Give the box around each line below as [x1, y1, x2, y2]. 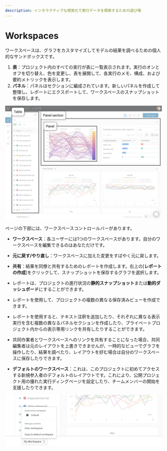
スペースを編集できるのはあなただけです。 [21, 242, 108, 248]
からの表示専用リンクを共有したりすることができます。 [34, 326, 148, 332]
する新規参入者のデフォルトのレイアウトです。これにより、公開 [12, 372, 143, 378]
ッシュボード [12, 286, 39, 292]
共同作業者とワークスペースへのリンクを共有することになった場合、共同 [12, 337, 160, 342]
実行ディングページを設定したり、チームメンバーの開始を [43, 378, 160, 384]
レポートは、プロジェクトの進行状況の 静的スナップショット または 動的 [12, 280, 157, 286]
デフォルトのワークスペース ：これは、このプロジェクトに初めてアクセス [12, 366, 160, 372]
